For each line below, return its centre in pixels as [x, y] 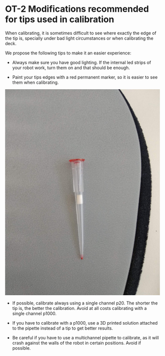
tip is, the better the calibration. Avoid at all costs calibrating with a [80, 308]
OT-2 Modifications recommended [77, 9]
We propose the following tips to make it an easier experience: [68, 53]
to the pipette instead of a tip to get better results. [62, 328]
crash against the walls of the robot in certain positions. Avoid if [77, 343]
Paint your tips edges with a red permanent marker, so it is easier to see [85, 77]
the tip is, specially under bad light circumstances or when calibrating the [79, 38]
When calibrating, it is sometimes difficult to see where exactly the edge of [81, 33]
